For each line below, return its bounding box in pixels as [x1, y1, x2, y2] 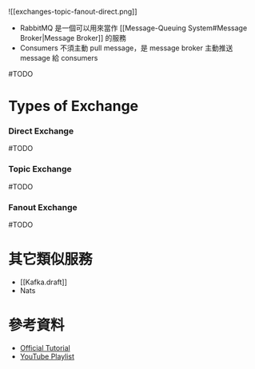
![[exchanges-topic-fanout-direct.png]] [8, 7, 137, 16]
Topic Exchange [8, 164, 72, 175]
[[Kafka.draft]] [19, 277, 68, 287]
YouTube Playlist [19, 351, 74, 361]
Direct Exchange [8, 125, 74, 137]
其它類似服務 [8, 251, 94, 268]
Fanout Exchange [8, 201, 78, 212]
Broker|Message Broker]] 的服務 [19, 34, 126, 42]
